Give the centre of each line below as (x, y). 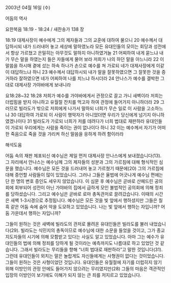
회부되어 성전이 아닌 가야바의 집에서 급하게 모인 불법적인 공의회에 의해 (84, 187)
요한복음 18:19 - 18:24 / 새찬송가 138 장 (45, 29)
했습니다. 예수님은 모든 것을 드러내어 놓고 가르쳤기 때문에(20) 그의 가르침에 (89, 168)
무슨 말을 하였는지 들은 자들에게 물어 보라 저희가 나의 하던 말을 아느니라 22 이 (87, 59)
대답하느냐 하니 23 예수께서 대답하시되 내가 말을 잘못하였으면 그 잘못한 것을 (86, 72)
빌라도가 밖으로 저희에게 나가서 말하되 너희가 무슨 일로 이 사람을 (82, 108)
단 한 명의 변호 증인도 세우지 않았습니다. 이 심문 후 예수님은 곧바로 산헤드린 (79, 181)
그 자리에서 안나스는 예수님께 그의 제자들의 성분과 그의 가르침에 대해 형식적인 (82, 162)
